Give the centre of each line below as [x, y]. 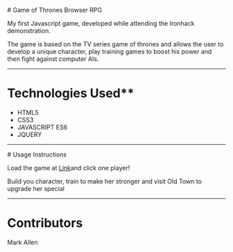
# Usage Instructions [37, 154]
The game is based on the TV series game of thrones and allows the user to [115, 44]
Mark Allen [23, 242]
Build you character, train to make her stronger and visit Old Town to [105, 181]
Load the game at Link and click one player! [69, 168]
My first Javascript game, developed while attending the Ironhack [101, 23]
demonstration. [29, 31]
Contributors [45, 223]
